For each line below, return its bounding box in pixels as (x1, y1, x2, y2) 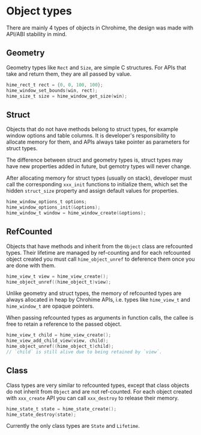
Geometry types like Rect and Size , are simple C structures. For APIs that (6, 64, 187, 71)
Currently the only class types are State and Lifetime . (6, 422, 140, 430)
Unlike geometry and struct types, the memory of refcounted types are (6, 290, 182, 297)
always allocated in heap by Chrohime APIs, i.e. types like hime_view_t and (6, 296, 191, 303)
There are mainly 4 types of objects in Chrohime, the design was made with (6, 24, 194, 31)
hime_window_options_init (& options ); (6, 204, 101, 211)
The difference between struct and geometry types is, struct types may (6, 156, 183, 163)
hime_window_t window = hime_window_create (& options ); (6, 210, 146, 216)
